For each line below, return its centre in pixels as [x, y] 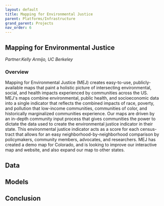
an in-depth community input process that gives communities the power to [80, 119]
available [14, 88]
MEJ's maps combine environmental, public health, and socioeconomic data [82, 98]
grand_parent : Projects [29, 23]
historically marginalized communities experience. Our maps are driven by [80, 114]
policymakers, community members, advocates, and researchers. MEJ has [80, 140]
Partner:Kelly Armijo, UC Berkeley [39, 59]
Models [17, 182]
